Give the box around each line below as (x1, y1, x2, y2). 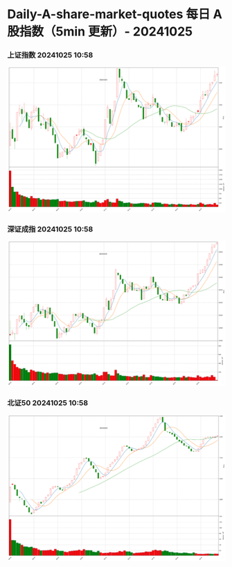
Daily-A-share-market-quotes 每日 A (7, 6, 223, 22)
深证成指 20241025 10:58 (7, 224, 93, 234)
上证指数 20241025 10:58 (7, 50, 93, 60)
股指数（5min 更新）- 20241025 (7, 24, 193, 40)
